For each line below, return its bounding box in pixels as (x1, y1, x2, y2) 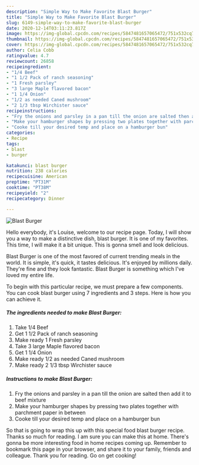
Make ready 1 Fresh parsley (14, 336, 82, 344)
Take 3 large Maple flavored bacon (14, 343, 100, 350)
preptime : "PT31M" (6, 179, 52, 185)
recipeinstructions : (6, 108, 57, 114)
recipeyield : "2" (6, 190, 49, 196)
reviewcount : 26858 (6, 58, 54, 64)
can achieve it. (6, 296, 42, 303)
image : (6, 31, 23, 37)
